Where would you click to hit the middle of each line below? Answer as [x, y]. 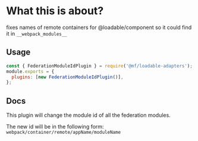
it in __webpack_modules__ [37, 33]
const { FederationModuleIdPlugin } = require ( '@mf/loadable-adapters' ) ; [100, 66]
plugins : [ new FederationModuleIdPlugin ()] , [67, 77]
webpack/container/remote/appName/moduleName [63, 132]
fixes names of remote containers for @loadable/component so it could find [99, 27]
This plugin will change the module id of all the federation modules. [88, 115]
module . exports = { [30, 71]
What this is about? [55, 11]
